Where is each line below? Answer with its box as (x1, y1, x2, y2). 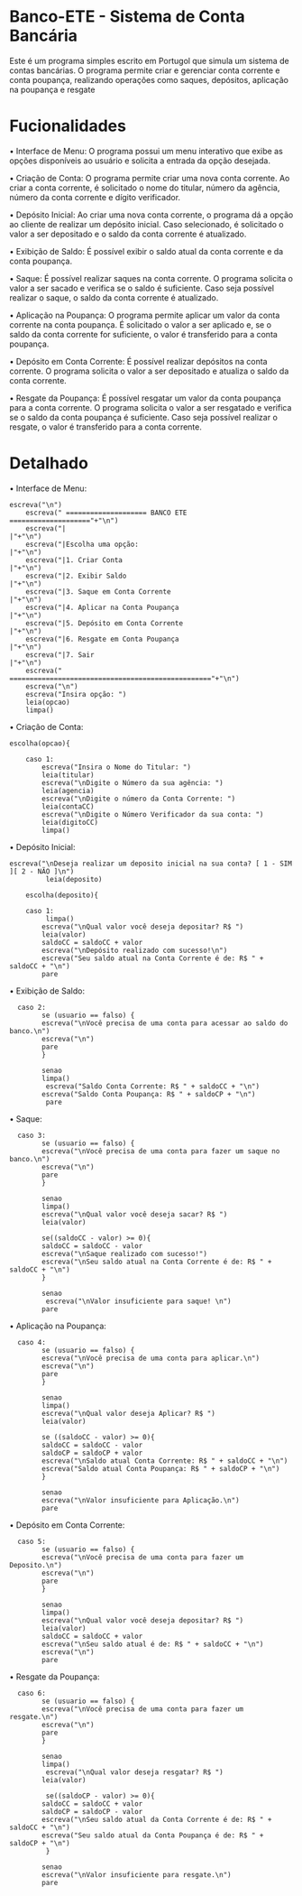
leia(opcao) (25, 698, 70, 707)
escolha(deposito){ (25, 891, 99, 900)
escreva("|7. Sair (25, 650, 95, 660)
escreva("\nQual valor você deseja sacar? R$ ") (41, 1209, 228, 1219)
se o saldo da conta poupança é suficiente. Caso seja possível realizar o (9, 412, 278, 422)
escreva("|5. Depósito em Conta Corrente (25, 618, 183, 628)
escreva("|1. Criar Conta (25, 555, 124, 565)
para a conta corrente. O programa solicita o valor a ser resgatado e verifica (9, 402, 292, 412)
